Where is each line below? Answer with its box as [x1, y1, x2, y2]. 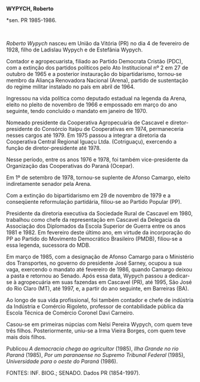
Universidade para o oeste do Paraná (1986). [6, 358, 118, 365]
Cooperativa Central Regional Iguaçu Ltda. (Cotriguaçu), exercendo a [6, 138, 177, 145]
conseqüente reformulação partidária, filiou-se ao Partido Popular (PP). [6, 198, 182, 205]
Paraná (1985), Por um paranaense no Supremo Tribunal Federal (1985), [6, 352, 186, 358]
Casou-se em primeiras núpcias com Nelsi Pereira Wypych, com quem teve [6, 321, 193, 328]
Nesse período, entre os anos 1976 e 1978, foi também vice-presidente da [6, 156, 189, 163]
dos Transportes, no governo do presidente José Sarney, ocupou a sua [6, 259, 182, 267]
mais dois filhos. [6, 334, 47, 340]
